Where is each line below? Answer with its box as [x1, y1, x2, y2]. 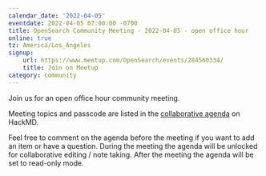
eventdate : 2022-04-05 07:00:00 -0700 [8, 19, 138, 27]
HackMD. [8, 117, 39, 126]
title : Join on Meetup [22, 64, 99, 72]
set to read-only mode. [8, 158, 84, 168]
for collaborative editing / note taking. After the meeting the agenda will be [8, 150, 254, 159]
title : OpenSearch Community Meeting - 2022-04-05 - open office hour [8, 26, 249, 34]
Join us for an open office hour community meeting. [8, 93, 180, 102]
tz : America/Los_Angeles [8, 42, 91, 50]
